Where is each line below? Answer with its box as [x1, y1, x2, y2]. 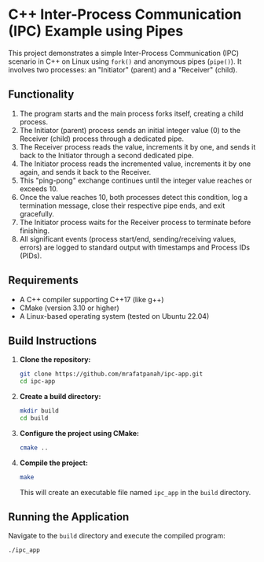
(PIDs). [19, 250, 42, 261]
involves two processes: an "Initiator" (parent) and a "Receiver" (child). [8, 65, 238, 74]
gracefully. [19, 209, 55, 218]
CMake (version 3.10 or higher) [19, 303, 119, 312]
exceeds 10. [19, 183, 59, 194]
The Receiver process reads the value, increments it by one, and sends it [19, 142, 256, 151]
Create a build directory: [19, 392, 101, 401]
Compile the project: [19, 458, 89, 468]
